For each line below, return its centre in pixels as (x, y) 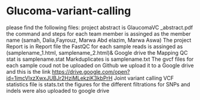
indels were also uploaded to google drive (58, 90)
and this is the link (28, 71)
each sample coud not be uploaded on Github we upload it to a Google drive (100, 65)
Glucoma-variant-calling (69, 11)
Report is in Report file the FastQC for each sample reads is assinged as (95, 46)
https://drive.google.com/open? (91, 71)
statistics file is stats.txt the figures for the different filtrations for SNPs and (98, 84)
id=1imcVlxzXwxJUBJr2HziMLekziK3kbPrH (59, 78)
